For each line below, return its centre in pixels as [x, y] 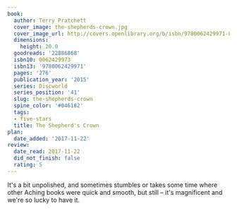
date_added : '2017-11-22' [52, 138]
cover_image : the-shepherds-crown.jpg [71, 27]
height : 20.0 [39, 47]
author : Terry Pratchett [50, 20]
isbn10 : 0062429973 [42, 60]
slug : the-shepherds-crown [53, 100]
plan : [15, 132]
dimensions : [31, 40]
